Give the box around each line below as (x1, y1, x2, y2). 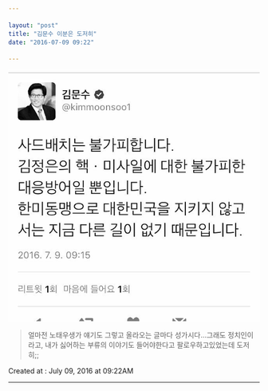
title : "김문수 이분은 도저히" (8, 30, 97, 38)
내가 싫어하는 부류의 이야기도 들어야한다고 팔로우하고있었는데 (45, 340, 235, 350)
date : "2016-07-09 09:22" (8, 38, 94, 46)
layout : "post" (8, 21, 59, 30)
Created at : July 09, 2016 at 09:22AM (8, 366, 134, 376)
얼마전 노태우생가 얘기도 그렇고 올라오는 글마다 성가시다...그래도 (27, 330, 227, 340)
